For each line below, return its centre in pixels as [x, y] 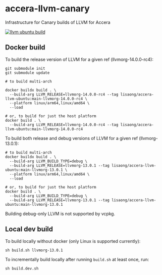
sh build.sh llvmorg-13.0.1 [34, 250]
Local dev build [29, 229]
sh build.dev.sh [22, 268]
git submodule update [27, 73]
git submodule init [25, 68]
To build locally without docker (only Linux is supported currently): [73, 241]
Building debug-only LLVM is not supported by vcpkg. [60, 214]
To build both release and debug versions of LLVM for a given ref [72, 138]
